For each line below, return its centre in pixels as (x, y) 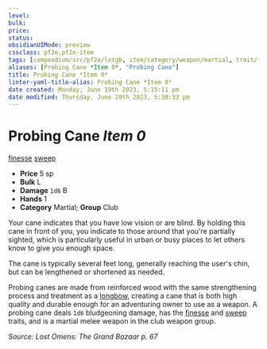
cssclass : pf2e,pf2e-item (51, 52)
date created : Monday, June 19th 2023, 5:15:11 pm (94, 89)
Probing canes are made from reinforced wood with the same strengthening (132, 288)
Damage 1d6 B (43, 191)
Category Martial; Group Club (69, 207)
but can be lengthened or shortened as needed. (87, 272)
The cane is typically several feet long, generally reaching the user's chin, (129, 264)
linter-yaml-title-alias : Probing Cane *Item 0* (90, 82)
